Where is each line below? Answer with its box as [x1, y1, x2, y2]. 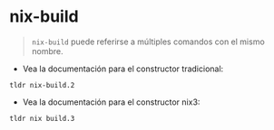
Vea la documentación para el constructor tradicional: [22, 63, 224, 74]
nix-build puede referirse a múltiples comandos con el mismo [31, 36, 265, 47]
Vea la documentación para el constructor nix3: [22, 97, 201, 107]
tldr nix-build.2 [9, 80, 75, 89]
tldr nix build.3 [9, 114, 75, 123]
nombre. [31, 45, 64, 56]
